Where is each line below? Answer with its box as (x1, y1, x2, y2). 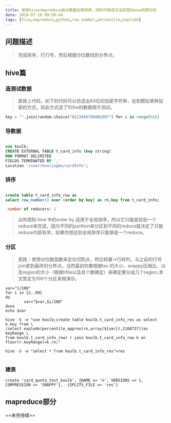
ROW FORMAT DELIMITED (5, 153, 52, 159)
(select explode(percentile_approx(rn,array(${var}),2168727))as (5, 326, 148, 331)
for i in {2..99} (5, 290, 43, 295)
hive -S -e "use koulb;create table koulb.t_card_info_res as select (5, 317, 158, 322)
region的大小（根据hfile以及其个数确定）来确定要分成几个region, (22, 269, 159, 275)
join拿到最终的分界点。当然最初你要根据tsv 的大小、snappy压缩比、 (17, 262, 162, 268)
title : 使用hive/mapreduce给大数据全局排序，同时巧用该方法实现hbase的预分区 (5, 7, 157, 13)
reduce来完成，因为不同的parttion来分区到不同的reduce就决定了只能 (17, 223, 163, 229)
